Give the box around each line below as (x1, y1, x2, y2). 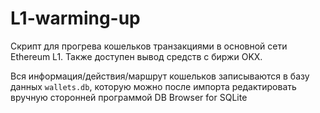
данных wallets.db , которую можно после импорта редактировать (10, 80, 297, 92)
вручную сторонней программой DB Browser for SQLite (10, 91, 248, 103)
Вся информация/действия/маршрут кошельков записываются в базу (10, 70, 310, 82)
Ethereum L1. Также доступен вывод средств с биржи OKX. (10, 50, 263, 62)
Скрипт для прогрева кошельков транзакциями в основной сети (10, 40, 288, 52)
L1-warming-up (10, 7, 141, 30)
